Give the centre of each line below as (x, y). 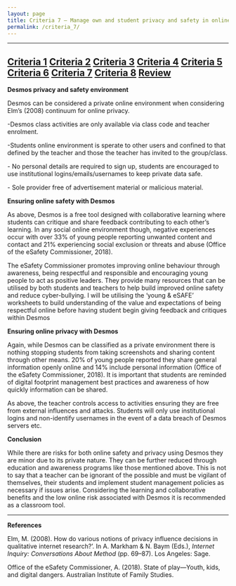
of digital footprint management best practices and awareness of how (108, 382)
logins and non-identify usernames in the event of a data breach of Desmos (117, 418)
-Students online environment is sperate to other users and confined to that (117, 145)
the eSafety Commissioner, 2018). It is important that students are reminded (117, 375)
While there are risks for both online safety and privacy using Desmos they (115, 453)
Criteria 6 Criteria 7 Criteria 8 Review (89, 73)
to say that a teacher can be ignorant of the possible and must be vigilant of (117, 475)
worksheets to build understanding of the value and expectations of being (114, 303)
